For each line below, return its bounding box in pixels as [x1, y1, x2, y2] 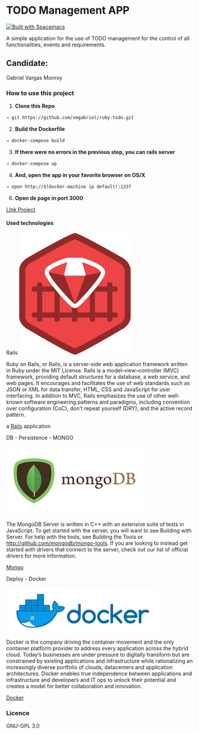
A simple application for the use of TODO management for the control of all [6, 34, 190, 42]
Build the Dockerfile [14, 125, 65, 133]
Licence [6, 708, 30, 717]
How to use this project [6, 89, 74, 97]
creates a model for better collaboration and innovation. [6, 682, 143, 689]
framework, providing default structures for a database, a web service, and [6, 373, 190, 380]
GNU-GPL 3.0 [6, 723, 40, 730]
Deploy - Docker [6, 575, 46, 582]
